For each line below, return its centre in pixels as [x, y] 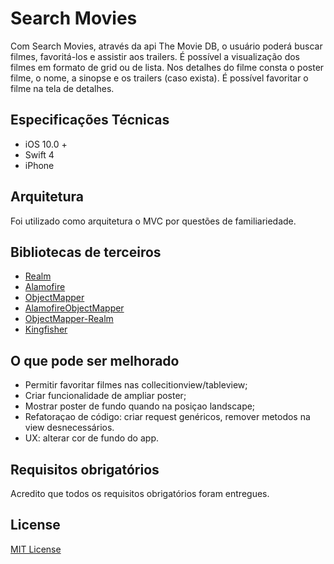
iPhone [39, 165]
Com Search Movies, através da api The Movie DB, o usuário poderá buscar [166, 46]
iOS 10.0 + [46, 144]
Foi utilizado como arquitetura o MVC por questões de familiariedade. [153, 221]
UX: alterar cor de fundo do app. [91, 438]
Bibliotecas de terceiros [86, 252]
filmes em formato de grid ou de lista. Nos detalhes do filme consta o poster [167, 67]
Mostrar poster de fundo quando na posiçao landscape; [140, 406]
